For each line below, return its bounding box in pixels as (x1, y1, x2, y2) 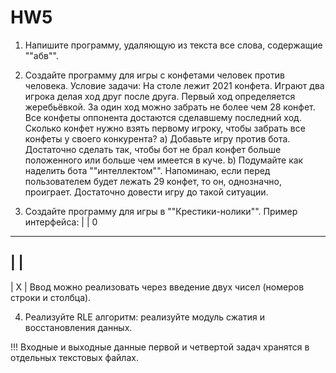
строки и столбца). (10, 291, 92, 303)
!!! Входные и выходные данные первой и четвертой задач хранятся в (10, 341, 310, 353)
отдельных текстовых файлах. (10, 351, 139, 363)
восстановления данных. (24, 321, 133, 333)
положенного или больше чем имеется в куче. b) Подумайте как (24, 154, 304, 166)
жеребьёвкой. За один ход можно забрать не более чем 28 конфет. (24, 101, 316, 113)
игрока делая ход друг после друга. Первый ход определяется (24, 90, 296, 102)
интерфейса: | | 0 (24, 216, 98, 228)
